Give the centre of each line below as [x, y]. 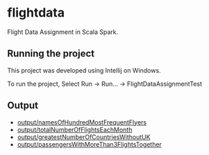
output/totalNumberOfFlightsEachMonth [75, 129]
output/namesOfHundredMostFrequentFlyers [82, 122]
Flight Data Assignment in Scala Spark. [63, 32]
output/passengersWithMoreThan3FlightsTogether [89, 144]
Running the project [51, 54]
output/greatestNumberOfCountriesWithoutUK [84, 137]
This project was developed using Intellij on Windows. [84, 70]
